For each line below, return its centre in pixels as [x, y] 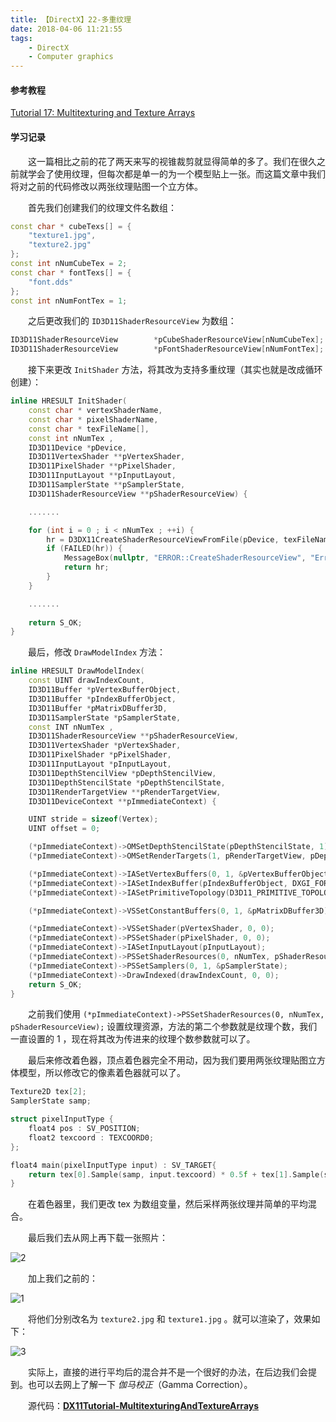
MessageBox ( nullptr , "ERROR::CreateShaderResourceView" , [185, 558]
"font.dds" [51, 282]
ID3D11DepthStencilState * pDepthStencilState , [127, 782]
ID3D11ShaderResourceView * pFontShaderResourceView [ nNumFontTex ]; [167, 349]
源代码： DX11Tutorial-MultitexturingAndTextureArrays [144, 1406]
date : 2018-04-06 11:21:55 [66, 29]
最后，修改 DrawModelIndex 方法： [97, 652]
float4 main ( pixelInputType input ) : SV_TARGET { [113, 1165]
